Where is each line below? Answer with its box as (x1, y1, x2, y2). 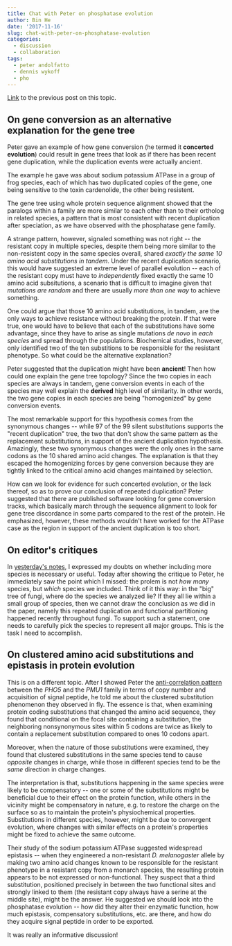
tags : (7, 55, 23, 62)
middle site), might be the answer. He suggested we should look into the (7, 895, 213, 903)
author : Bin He (7, 17, 51, 24)
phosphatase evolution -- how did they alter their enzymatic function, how (7, 902, 220, 911)
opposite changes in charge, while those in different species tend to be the (7, 757, 221, 766)
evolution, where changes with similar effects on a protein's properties (7, 823, 208, 831)
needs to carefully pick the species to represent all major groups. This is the (7, 622, 224, 629)
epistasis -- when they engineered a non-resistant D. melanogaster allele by (7, 850, 225, 859)
